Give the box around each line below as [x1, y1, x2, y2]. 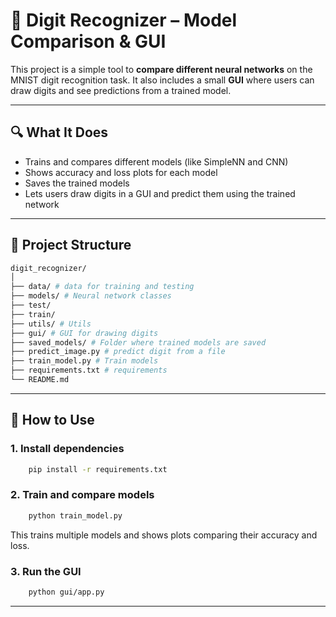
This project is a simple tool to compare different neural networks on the [10, 63, 313, 75]
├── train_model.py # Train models [10, 356, 159, 366]
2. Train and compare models [10, 488, 155, 502]
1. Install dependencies [10, 442, 125, 456]
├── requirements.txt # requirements [10, 365, 168, 376]
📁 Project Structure [10, 237, 132, 254]
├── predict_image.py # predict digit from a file [10, 347, 226, 357]
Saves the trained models [24, 177, 130, 189]
